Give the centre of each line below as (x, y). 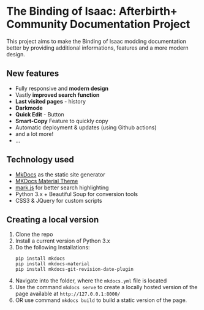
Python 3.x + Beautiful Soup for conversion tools (77, 194)
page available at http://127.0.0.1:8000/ (68, 294)
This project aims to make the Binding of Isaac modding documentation (96, 41)
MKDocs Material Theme (47, 181)
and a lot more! (34, 134)
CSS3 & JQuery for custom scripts (59, 200)
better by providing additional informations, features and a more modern (97, 48)
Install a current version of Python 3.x (62, 241)
